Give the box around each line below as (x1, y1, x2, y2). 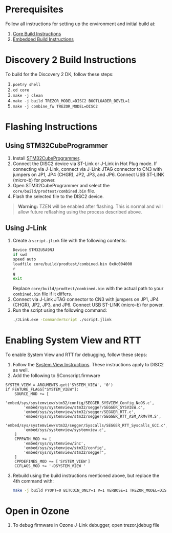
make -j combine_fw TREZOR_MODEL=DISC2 (12, 104, 98, 109)
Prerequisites (5, 4, 64, 15)
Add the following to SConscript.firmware (12, 372, 101, 379)
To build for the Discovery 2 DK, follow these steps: (5, 71, 114, 77)
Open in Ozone (5, 505, 70, 517)
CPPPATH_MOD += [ (14, 436, 52, 441)
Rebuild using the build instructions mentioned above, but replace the (12, 472, 160, 478)
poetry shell (12, 82, 41, 87)
